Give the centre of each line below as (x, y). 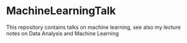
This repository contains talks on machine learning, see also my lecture (93, 27)
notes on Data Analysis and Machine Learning (63, 33)
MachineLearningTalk (61, 11)
